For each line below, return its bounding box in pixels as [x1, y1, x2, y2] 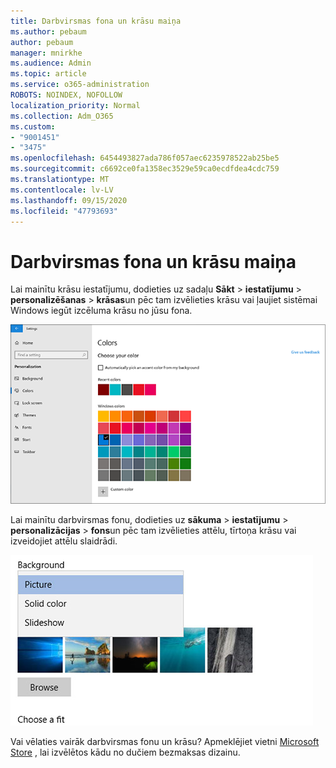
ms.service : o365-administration [10, 80, 150, 90]
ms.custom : [10, 121, 56, 132]
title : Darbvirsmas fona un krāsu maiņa [10, 16, 182, 26]
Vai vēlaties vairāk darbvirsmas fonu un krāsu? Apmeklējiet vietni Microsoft [10, 735, 320, 747]
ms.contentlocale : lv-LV [10, 185, 114, 195]
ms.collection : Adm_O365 [10, 111, 114, 121]
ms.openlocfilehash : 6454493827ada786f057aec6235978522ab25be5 [10, 153, 280, 164]
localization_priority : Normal [10, 100, 141, 110]
